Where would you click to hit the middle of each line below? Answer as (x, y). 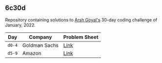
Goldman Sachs (40, 45)
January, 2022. (20, 25)
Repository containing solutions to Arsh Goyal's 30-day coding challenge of (81, 20)
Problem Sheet (81, 37)
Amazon (32, 53)
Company (40, 37)
